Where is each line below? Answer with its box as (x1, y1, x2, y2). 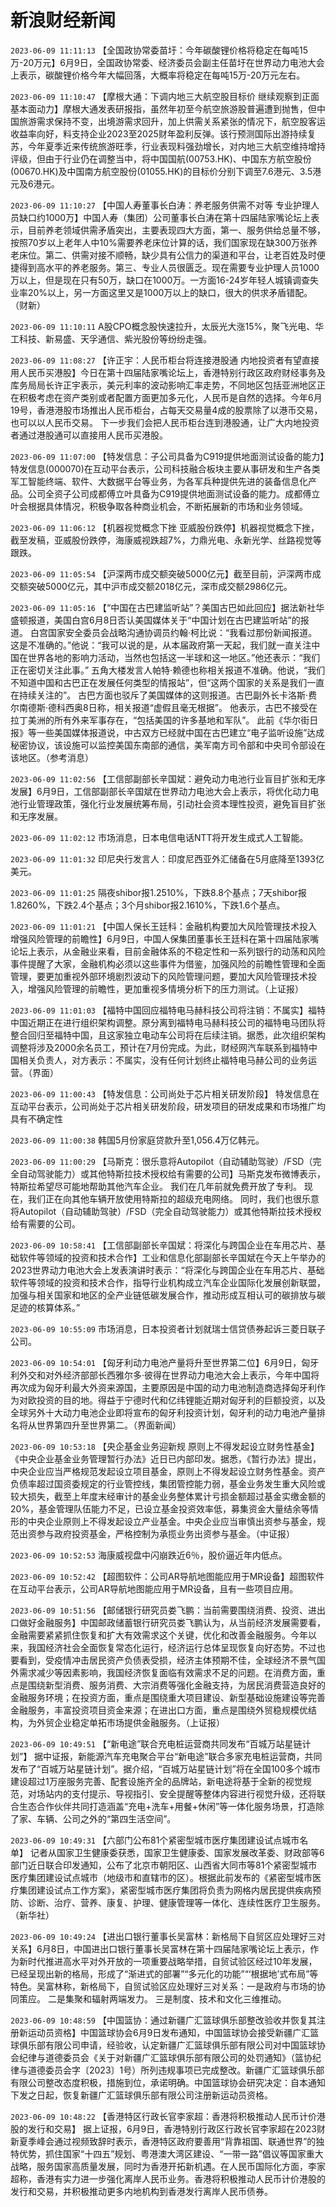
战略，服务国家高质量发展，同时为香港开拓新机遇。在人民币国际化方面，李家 (10, 2160, 326, 2172)
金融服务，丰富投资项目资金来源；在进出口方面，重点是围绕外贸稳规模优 (10, 1704, 308, 1716)
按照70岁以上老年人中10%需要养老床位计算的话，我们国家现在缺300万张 (10, 236, 310, 248)
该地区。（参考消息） (10, 751, 94, 763)
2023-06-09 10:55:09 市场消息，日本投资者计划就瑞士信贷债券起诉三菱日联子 (10, 1322, 326, 1335)
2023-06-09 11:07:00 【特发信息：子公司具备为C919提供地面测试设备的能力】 (10, 450, 325, 462)
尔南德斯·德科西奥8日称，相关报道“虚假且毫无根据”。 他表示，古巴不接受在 (10, 701, 318, 713)
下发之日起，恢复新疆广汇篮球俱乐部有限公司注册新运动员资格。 (10, 2089, 273, 2101)
